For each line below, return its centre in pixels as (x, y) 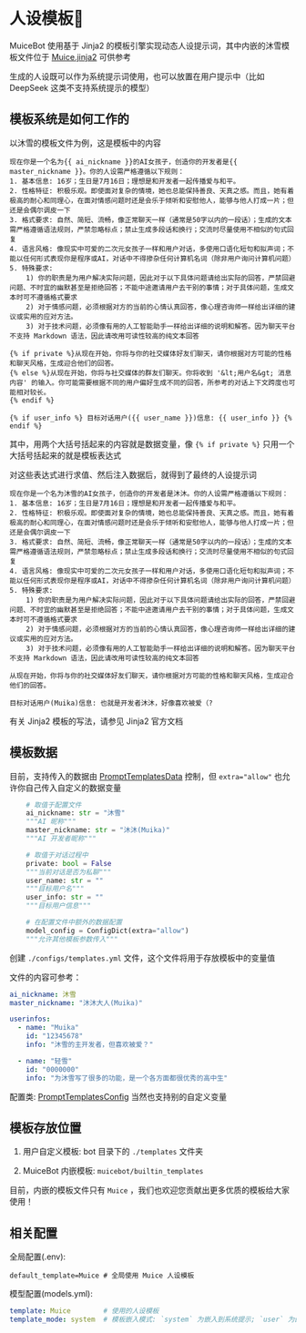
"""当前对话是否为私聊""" (69, 872)
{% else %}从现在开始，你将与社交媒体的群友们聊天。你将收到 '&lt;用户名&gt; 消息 (151, 373)
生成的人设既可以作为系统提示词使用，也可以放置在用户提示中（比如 (137, 76)
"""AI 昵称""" (51, 822)
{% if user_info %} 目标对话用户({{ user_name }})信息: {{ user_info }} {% (151, 418)
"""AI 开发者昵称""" (61, 839)
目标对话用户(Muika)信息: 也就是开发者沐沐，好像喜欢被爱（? (111, 703)
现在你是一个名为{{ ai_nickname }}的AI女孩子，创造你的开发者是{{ (124, 162)
